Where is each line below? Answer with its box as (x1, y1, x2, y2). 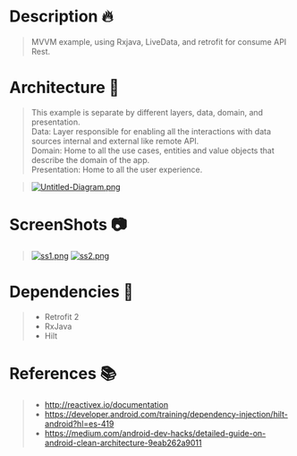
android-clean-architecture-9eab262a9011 (44, 437, 202, 448)
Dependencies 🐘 (9, 282, 134, 302)
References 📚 (9, 363, 117, 383)
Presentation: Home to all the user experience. (30, 164, 203, 175)
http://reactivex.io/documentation (44, 399, 168, 409)
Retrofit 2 (44, 311, 80, 322)
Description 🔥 (9, 6, 114, 27)
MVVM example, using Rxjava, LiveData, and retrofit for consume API (30, 36, 287, 47)
